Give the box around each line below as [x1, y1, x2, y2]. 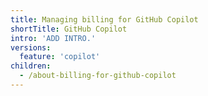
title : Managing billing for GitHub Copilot [10, 14, 199, 25]
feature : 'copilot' [19, 52, 101, 62]
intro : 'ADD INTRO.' [10, 33, 97, 43]
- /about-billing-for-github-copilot [19, 71, 177, 81]
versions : [10, 42, 52, 53]
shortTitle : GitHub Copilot [10, 24, 128, 34]
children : [10, 61, 52, 71]
